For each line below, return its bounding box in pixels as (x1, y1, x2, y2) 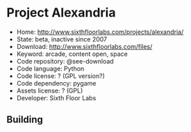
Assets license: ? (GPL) (16, 86, 83, 95)
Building (6, 114, 43, 126)
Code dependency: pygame (16, 79, 97, 87)
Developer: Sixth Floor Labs (16, 93, 97, 102)
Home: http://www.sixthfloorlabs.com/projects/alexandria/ (16, 28, 184, 36)
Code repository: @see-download (16, 57, 114, 65)
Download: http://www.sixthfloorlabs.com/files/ (16, 42, 153, 50)
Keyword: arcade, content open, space (16, 50, 128, 58)
